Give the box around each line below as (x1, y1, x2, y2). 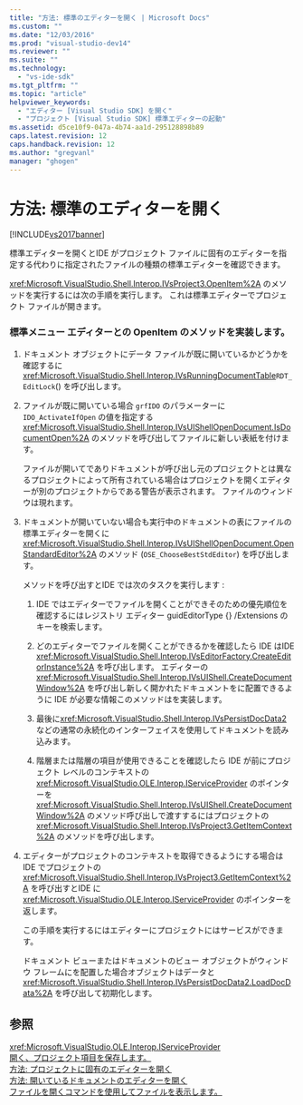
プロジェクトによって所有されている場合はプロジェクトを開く (30, 474, 260, 485)
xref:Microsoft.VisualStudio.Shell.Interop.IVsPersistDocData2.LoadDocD (22, 976, 291, 987)
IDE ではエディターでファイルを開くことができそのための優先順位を (35, 598, 288, 609)
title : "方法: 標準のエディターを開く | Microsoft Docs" (9, 13, 211, 23)
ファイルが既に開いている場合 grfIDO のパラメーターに (22, 400, 226, 411)
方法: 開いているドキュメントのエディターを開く (9, 1074, 188, 1085)
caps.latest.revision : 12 (9, 132, 107, 141)
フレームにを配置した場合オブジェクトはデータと (33, 966, 215, 977)
